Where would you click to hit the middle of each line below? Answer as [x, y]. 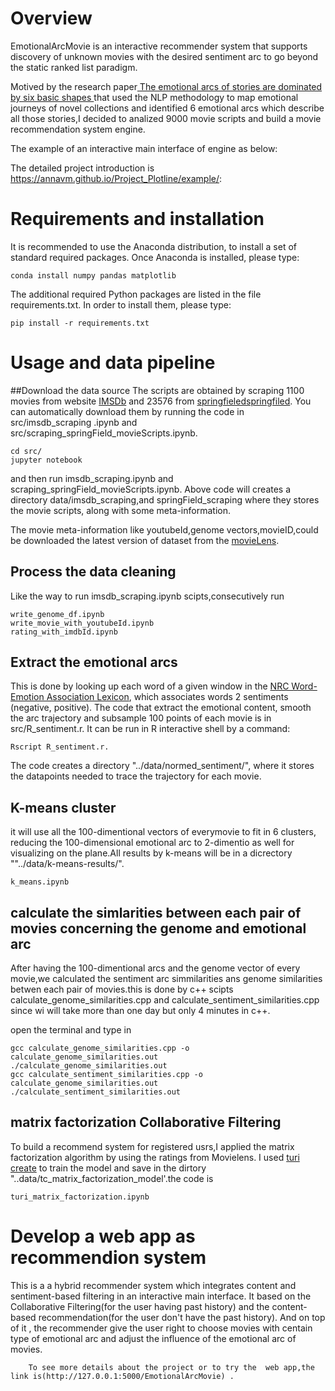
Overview [51, 18]
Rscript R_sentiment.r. [60, 747]
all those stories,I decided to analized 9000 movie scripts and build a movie [166, 118]
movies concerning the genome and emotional [158, 928]
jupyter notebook [46, 460]
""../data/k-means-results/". [67, 864]
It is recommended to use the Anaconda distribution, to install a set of [154, 246]
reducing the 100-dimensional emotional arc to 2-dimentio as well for [152, 843]
